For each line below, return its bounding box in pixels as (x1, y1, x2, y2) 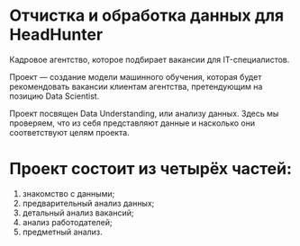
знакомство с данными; (22, 188, 115, 198)
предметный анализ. (22, 226, 104, 237)
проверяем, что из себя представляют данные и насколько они (9, 118, 255, 128)
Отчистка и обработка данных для (9, 5, 285, 26)
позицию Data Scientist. (9, 91, 100, 101)
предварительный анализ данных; (22, 198, 155, 208)
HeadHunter (9, 24, 104, 45)
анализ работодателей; (22, 216, 113, 227)
